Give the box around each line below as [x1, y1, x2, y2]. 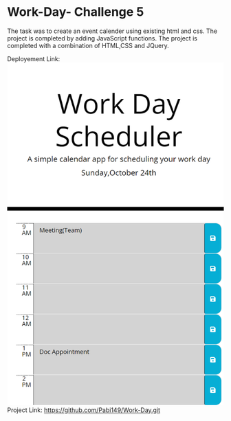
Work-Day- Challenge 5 [7, 4, 144, 20]
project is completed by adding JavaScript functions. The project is [7, 34, 198, 42]
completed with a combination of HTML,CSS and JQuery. [7, 41, 170, 49]
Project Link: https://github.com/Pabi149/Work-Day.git [7, 406, 160, 414]
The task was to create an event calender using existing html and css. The [7, 27, 218, 35]
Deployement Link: [7, 54, 60, 62]
